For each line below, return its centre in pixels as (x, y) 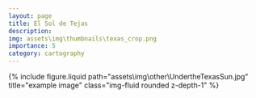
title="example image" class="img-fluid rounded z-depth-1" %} (114, 85)
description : (30, 31)
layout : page (30, 16)
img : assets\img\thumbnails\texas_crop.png (83, 38)
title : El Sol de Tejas (48, 23)
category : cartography (46, 53)
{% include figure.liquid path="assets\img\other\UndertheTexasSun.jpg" (128, 77)
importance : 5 (32, 46)
